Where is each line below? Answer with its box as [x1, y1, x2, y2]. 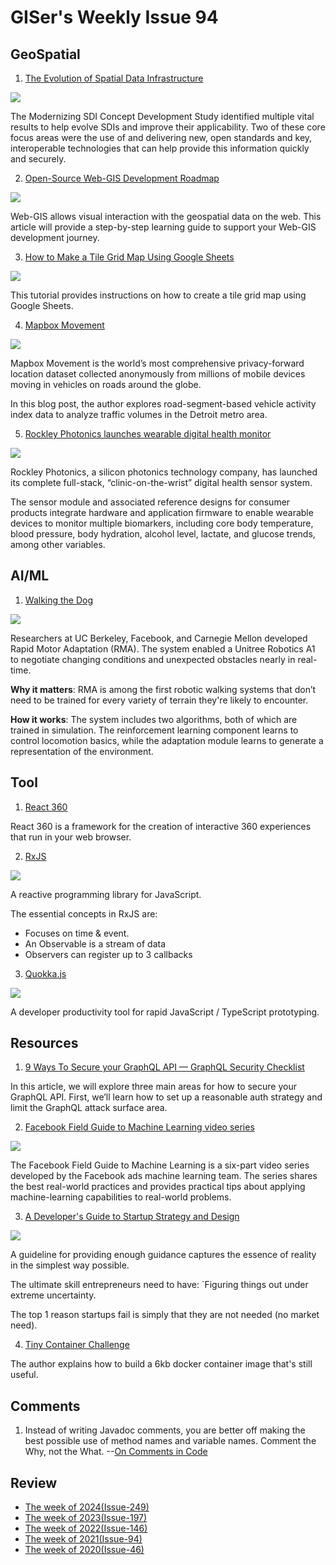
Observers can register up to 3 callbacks [24, 948, 193, 960]
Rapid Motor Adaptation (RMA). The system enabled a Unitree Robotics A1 [10, 642, 316, 655]
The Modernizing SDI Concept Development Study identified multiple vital [10, 111, 315, 122]
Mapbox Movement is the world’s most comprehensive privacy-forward [10, 357, 305, 369]
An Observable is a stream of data [24, 937, 167, 950]
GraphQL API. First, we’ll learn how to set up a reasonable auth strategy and [10, 1091, 323, 1103]
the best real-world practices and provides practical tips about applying [10, 1181, 306, 1193]
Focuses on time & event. [24, 927, 130, 939]
